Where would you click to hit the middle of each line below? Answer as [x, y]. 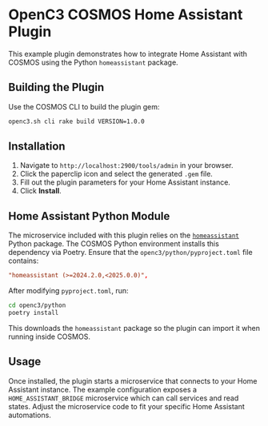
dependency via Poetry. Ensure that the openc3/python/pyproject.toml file [131, 253]
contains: [24, 261]
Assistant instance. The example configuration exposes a [103, 389]
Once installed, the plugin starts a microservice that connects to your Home [133, 380]
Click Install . [40, 191]
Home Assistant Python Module [89, 216]
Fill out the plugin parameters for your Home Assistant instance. [125, 182]
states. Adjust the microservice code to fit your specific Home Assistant [127, 406]
